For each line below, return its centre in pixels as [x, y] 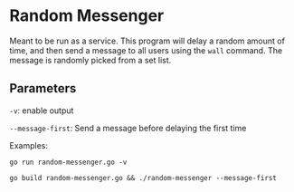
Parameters [43, 88]
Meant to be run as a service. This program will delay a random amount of [147, 41]
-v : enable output [42, 110]
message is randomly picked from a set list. [90, 60]
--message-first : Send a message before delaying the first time [128, 128]
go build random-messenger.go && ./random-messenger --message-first [143, 178]
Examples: [28, 145]
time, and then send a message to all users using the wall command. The [146, 50]
